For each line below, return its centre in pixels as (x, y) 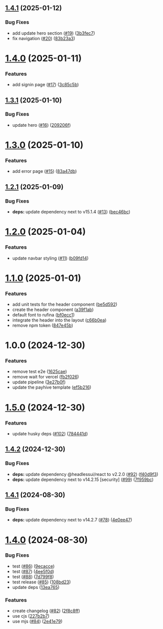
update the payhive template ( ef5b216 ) (52, 387)
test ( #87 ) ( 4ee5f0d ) (33, 571)
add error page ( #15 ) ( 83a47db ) (44, 171)
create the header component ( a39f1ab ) (53, 310)
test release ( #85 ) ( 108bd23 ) (41, 582)
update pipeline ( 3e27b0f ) (39, 382)
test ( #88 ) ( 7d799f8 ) (33, 577)
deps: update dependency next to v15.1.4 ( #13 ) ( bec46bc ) (71, 212)
